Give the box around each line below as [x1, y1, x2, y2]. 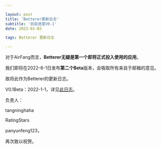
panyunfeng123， [5, 128, 42, 134]
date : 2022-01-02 [5, 26, 42, 31]
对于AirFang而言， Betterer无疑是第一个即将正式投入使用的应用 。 [5, 54, 141, 60]
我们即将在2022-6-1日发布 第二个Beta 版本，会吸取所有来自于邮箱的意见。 [5, 65, 159, 71]
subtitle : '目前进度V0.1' [5, 21, 57, 26]
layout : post [5, 12, 33, 17]
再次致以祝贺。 [5, 138, 36, 144]
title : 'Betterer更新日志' [5, 16, 59, 22]
